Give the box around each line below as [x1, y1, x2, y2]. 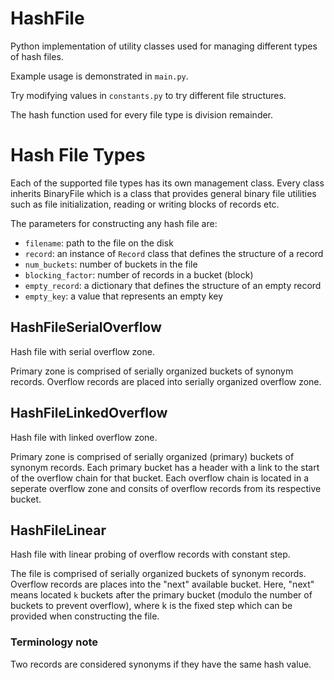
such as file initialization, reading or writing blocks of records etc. [10, 198, 280, 210]
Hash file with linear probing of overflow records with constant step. [10, 548, 291, 561]
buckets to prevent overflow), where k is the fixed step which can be [10, 600, 293, 612]
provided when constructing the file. [10, 610, 160, 622]
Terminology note [10, 635, 99, 649]
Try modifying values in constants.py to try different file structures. [10, 89, 287, 101]
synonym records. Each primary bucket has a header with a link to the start [10, 461, 320, 473]
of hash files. [10, 50, 64, 62]
